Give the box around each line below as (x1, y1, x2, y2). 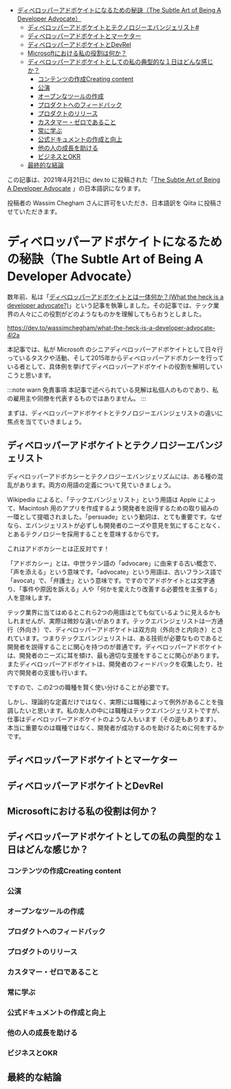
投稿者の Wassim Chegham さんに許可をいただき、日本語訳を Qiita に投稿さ (7, 199, 222, 207)
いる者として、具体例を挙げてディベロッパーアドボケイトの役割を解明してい (7, 362, 223, 371)
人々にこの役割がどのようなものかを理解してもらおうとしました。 (19, 309, 206, 318)
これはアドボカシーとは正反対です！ (7, 544, 110, 552)
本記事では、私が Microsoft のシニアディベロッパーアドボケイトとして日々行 (7, 345, 223, 353)
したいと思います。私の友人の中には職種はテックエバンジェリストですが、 (12, 706, 224, 714)
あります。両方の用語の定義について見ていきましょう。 (19, 481, 175, 489)
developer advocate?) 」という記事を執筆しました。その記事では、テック (7, 301, 214, 309)
